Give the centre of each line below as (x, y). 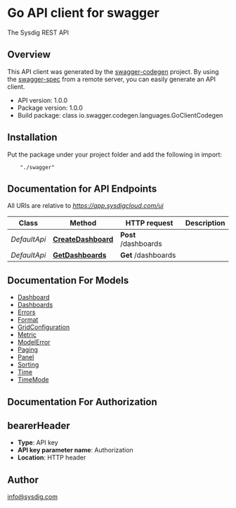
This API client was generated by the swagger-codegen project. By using (113, 71)
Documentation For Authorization (82, 402)
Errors (26, 312)
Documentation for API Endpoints (82, 188)
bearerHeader (39, 425)
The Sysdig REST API (38, 32)
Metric (27, 335)
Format (28, 320)
